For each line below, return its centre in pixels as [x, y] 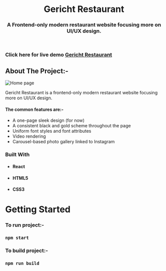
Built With [17, 155]
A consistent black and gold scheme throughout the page [71, 126]
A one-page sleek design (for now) [48, 120]
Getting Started [38, 209]
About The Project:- [37, 71]
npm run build [22, 263]
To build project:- [27, 251]
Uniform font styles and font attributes [52, 131]
